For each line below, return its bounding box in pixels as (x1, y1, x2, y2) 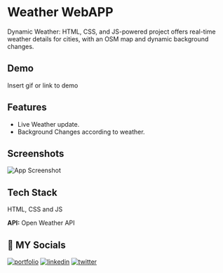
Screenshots (7, 148, 65, 160)
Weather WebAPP (7, 4, 114, 20)
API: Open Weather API (7, 218, 75, 227)
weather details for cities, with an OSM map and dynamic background (7, 34, 209, 43)
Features (7, 101, 47, 113)
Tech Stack (7, 186, 58, 198)
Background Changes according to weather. (17, 127, 145, 136)
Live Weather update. (17, 120, 80, 128)
